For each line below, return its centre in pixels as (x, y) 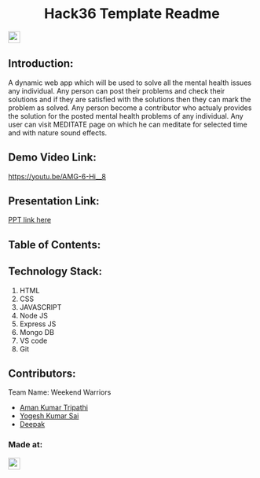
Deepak (32, 425)
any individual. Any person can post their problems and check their (117, 90)
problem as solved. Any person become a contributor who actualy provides (130, 108)
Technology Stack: (55, 272)
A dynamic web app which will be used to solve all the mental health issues (130, 83)
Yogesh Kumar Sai (49, 416)
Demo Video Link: (52, 158)
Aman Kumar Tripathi (54, 408)
